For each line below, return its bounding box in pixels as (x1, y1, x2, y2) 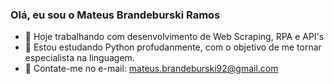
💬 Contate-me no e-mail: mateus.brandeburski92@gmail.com (24, 63, 279, 75)
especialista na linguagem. (24, 52, 135, 64)
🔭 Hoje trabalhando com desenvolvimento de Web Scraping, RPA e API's (24, 31, 325, 43)
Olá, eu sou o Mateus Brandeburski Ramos (10, 8, 221, 22)
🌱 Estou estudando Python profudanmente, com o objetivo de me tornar (24, 41, 322, 53)
